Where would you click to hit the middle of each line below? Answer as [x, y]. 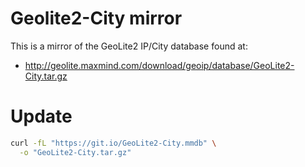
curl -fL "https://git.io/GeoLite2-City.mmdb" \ [113, 143]
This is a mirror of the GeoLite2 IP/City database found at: [129, 46]
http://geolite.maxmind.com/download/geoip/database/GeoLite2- [159, 65]
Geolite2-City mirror [96, 18]
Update [41, 116]
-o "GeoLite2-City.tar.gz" [75, 152]
